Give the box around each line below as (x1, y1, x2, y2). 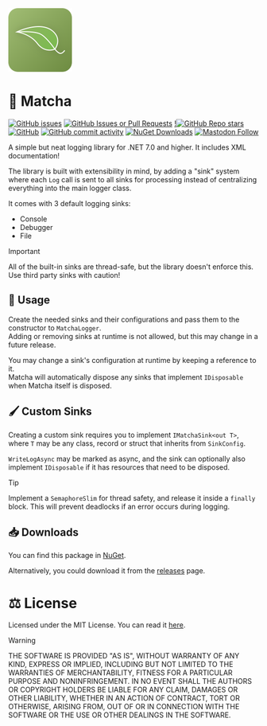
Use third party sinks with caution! (8, 270, 121, 279)
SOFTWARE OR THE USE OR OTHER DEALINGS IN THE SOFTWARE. (8, 710, 231, 720)
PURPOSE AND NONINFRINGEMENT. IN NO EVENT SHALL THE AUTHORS (8, 677, 253, 686)
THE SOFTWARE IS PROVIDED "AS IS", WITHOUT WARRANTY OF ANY (8, 651, 240, 661)
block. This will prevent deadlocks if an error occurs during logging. (8, 502, 230, 511)
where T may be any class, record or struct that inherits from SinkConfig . (8, 438, 246, 448)
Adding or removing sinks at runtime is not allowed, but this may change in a (8, 331, 258, 341)
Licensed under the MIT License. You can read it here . (8, 620, 186, 630)
